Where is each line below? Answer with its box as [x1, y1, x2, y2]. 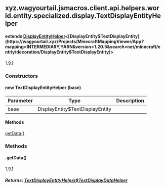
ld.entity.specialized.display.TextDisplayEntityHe [5, 12, 162, 20]
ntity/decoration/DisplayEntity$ [5, 49, 72, 55]
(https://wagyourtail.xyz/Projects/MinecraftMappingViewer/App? [5, 38, 144, 44]
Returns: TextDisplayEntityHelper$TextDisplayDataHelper [5, 177, 128, 183]
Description [116, 97, 145, 104]
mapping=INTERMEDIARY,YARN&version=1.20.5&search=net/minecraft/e [5, 44, 161, 49]
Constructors [5, 72, 38, 79]
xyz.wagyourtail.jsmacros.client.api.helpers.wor [5, 4, 160, 12]
